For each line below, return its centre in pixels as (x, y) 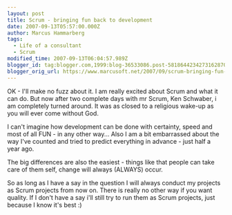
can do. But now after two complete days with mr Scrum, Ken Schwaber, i (112, 98)
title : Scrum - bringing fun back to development (80, 20)
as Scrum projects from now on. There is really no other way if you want (110, 190)
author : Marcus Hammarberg (46, 33)
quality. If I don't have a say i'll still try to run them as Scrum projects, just (111, 197)
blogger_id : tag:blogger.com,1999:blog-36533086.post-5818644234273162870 (117, 65)
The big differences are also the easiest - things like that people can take (111, 162)
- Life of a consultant (47, 46)
